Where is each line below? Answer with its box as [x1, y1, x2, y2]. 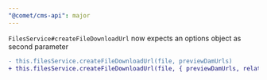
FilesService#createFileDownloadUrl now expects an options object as [8, 33, 242, 43]
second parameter [8, 41, 69, 51]
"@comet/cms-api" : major [8, 11, 91, 20]
